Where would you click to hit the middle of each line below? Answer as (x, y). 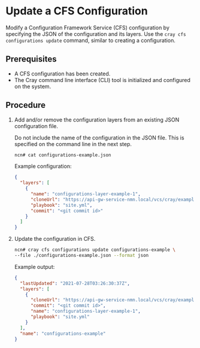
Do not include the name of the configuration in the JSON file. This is (99, 137)
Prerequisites (31, 59)
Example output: (34, 267)
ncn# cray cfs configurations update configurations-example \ (95, 250)
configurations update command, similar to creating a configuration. (91, 40)
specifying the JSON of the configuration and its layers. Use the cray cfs (96, 34)
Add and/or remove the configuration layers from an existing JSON (97, 119)
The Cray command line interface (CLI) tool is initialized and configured (102, 80)
